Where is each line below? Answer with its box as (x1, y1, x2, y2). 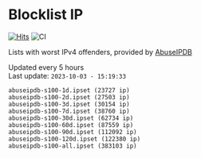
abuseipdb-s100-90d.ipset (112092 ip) (8, 128, 137, 136)
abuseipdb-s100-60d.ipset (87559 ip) (8, 121, 134, 129)
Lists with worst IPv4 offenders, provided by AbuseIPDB (8, 47, 193, 56)
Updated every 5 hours (8, 62, 85, 72)
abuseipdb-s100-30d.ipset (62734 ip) (8, 114, 134, 122)
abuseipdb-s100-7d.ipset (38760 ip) (8, 107, 130, 115)
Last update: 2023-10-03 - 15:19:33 (8, 71, 126, 80)
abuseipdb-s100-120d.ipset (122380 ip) (8, 135, 141, 143)
